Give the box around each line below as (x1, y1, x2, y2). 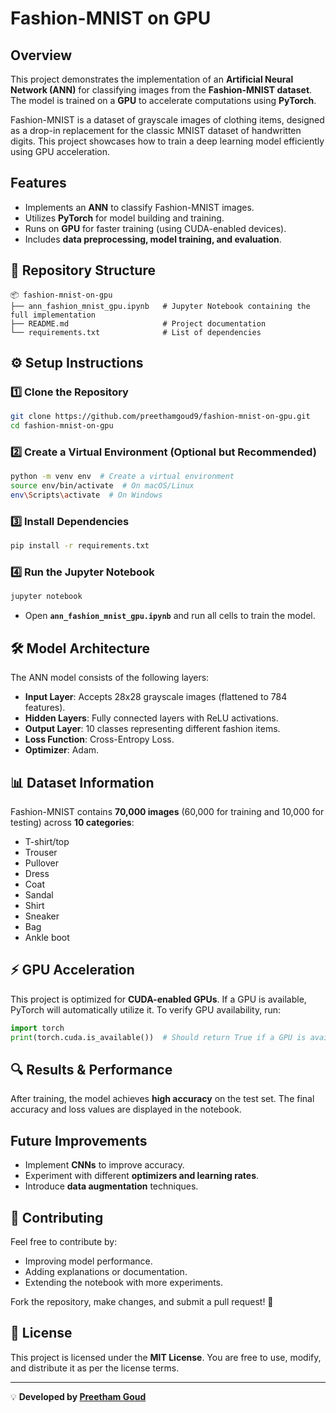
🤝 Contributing (10, 1209, 104, 1226)
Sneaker (24, 910, 60, 922)
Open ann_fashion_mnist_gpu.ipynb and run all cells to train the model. (24, 610, 316, 622)
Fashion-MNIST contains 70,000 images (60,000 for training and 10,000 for (10, 805, 325, 817)
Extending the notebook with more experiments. (24, 1276, 223, 1288)
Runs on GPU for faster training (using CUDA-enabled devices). (24, 222, 287, 234)
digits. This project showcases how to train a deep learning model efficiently (10, 135, 325, 147)
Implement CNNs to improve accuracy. (24, 1159, 185, 1171)
